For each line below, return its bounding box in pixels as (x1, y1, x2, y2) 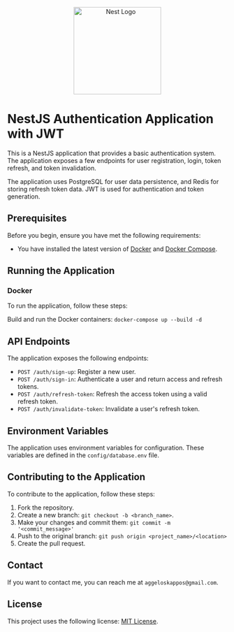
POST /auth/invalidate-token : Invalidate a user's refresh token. (17, 405, 200, 413)
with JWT (7, 126, 64, 142)
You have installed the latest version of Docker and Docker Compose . (17, 245, 218, 253)
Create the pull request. (17, 539, 86, 547)
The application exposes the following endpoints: (7, 354, 149, 363)
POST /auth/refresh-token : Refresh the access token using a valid (17, 390, 207, 398)
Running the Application (7, 265, 115, 277)
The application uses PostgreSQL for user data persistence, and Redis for (7, 177, 219, 185)
